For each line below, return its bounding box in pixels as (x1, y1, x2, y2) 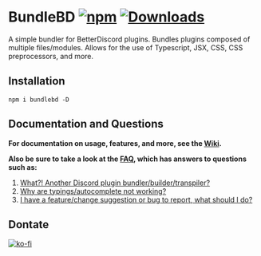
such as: (8, 162, 38, 171)
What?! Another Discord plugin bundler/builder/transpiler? (19, 178, 210, 187)
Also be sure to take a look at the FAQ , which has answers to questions (8, 154, 247, 163)
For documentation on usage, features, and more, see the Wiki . (8, 138, 222, 148)
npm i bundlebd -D (8, 96, 69, 104)
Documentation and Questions (8, 117, 164, 131)
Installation (8, 74, 65, 88)
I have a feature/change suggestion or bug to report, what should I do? (19, 195, 253, 204)
